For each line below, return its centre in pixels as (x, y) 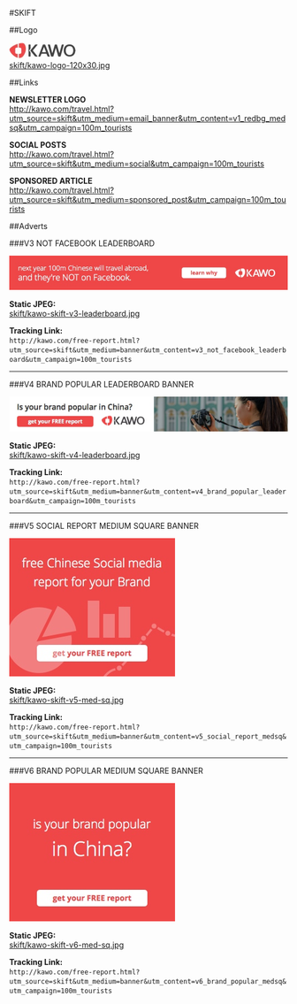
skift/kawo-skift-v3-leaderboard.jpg (75, 314)
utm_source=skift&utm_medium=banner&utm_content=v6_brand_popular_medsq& (148, 981)
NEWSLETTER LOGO (48, 100)
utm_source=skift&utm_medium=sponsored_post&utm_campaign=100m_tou (148, 199)
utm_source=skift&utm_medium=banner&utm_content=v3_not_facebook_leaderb (148, 350)
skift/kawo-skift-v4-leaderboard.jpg (75, 455)
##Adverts (29, 226)
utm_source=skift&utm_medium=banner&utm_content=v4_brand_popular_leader (148, 491)
